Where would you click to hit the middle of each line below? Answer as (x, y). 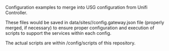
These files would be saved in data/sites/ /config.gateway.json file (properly (85, 22)
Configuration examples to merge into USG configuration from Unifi (76, 7)
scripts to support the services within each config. (58, 33)
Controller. (16, 13)
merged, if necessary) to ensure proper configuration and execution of (80, 28)
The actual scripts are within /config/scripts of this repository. (70, 43)
